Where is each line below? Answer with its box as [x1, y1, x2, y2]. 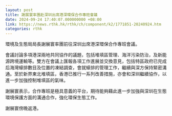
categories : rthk [5, 26, 42, 32]
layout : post [5, 7, 33, 13]
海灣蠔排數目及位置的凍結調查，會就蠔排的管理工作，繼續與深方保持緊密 [9, 65, 162, 71]
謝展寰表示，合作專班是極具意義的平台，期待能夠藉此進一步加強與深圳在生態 [5, 88, 167, 94]
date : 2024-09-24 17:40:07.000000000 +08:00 [5, 17, 102, 22]
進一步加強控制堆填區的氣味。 [5, 77, 68, 83]
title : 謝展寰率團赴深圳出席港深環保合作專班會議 [5, 12, 98, 17]
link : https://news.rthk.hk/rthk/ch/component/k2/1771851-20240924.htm [5, 21, 161, 27]
